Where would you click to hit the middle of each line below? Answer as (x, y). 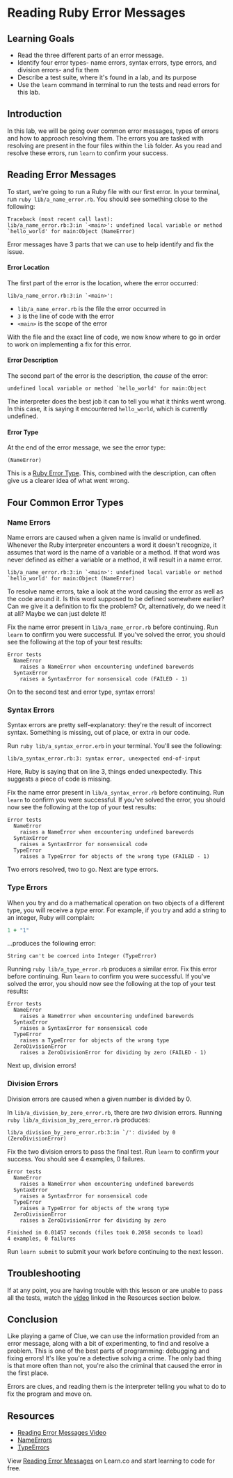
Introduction (35, 114)
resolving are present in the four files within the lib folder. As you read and (115, 145)
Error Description (33, 360)
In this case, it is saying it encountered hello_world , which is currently (107, 409)
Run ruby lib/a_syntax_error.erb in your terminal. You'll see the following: (115, 746)
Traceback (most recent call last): (60, 219)
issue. (16, 251)
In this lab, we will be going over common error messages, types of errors (113, 131)
